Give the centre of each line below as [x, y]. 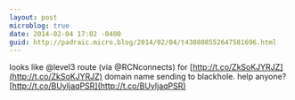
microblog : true [39, 26]
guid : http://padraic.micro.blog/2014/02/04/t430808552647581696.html [143, 42]
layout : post [33, 17]
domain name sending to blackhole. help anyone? [195, 77]
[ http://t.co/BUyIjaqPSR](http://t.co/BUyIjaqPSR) [98, 86]
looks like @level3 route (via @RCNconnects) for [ [101, 67]
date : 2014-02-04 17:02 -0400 [66, 34]
